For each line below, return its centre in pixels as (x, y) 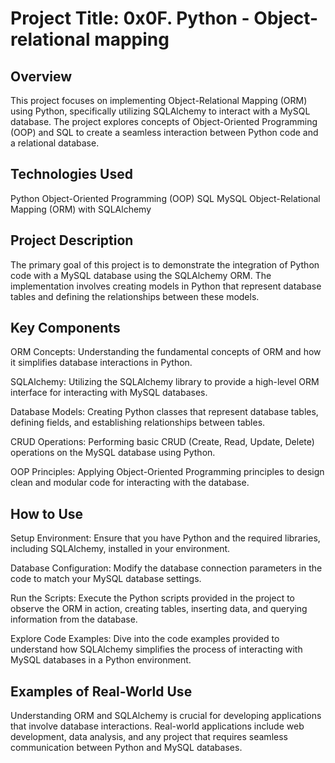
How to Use (47, 513)
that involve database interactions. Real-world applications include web (157, 726)
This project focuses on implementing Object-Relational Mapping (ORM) (159, 100)
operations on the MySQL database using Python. (113, 453)
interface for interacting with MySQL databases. (109, 393)
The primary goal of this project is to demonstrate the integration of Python (165, 264)
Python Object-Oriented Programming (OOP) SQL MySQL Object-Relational (165, 198)
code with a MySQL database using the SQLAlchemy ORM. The (141, 275)
